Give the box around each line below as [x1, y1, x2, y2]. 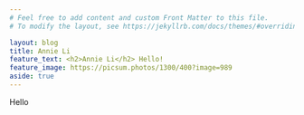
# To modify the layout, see [9, 22, 119, 31]
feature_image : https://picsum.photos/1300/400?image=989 [9, 63, 233, 72]
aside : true [9, 72, 54, 81]
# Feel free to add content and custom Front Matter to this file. [9, 13, 270, 23]
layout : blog [9, 38, 59, 47]
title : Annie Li [9, 46, 71, 55]
